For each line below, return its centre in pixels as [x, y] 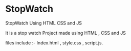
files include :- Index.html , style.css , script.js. [54, 43]
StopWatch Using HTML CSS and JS [43, 23]
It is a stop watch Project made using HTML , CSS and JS [66, 33]
